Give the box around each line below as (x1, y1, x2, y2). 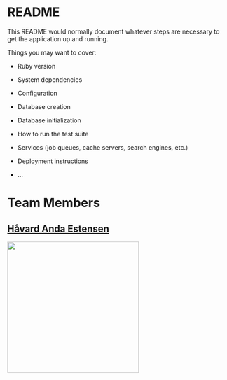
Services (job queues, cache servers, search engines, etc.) (17, 143, 188, 151)
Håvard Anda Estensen (7, 223, 110, 234)
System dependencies (17, 75, 83, 84)
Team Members (7, 195, 100, 211)
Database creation (17, 102, 71, 111)
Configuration (17, 89, 57, 97)
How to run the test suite (17, 129, 89, 138)
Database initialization (17, 116, 82, 125)
